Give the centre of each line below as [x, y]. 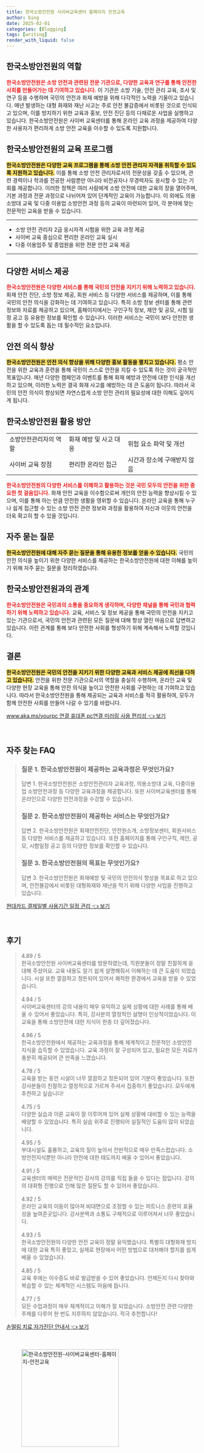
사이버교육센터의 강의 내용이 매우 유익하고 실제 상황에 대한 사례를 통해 [104, 1006]
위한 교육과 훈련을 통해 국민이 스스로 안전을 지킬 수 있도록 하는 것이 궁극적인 [107, 370]
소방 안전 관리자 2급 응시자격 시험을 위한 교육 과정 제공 [80, 229]
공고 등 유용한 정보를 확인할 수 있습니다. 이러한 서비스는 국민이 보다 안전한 [100, 318]
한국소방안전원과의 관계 [48, 589]
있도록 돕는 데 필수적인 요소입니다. [71, 325]
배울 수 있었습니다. [43, 1257]
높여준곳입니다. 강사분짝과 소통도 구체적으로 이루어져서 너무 [103, 1213]
